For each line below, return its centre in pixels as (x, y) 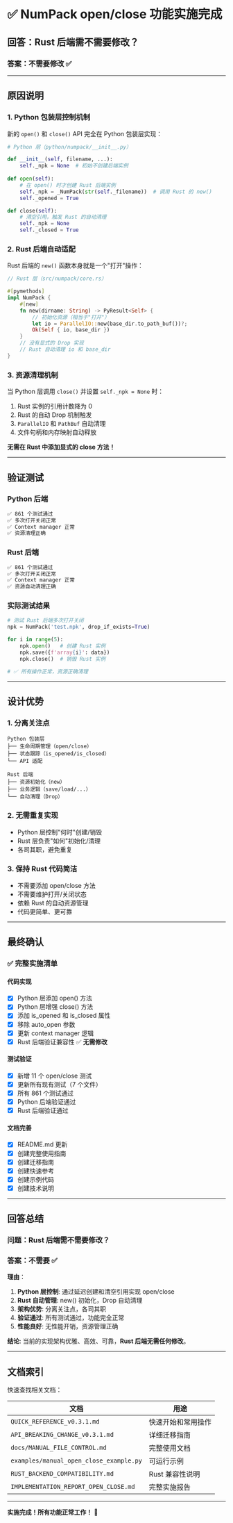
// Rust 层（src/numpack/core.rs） (57, 279)
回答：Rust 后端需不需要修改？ (73, 42)
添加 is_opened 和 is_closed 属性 (64, 1016)
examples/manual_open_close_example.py (76, 1461)
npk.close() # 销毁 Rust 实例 (63, 659)
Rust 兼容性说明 (174, 1474)
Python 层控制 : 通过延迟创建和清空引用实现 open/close (96, 1292)
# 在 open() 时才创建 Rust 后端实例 (68, 185)
